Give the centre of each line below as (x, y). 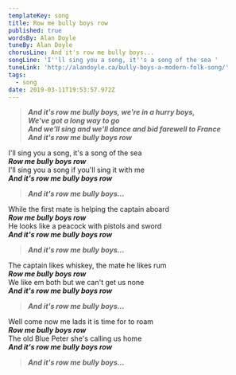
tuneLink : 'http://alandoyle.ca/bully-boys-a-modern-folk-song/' (118, 68)
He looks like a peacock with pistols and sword (85, 226)
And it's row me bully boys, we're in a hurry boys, (111, 112)
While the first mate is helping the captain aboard (89, 209)
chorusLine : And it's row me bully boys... (81, 53)
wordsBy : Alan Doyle (43, 38)
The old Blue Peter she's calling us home (75, 338)
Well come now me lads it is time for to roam (81, 322)
